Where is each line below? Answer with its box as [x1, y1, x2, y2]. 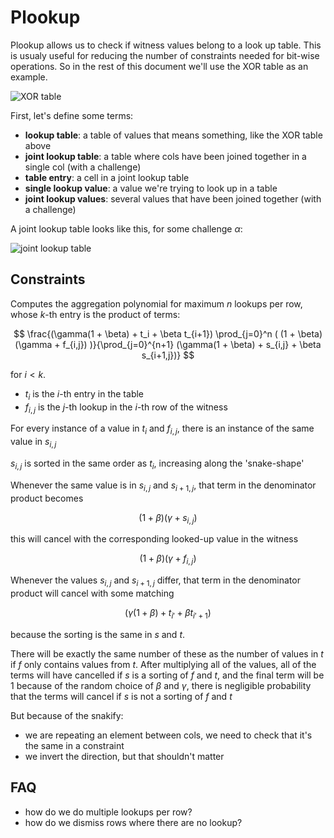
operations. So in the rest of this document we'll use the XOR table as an [10, 60, 309, 72]
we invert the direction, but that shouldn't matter [24, 750, 225, 762]
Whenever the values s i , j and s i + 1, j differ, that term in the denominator [10, 574, 301, 588]
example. [10, 71, 48, 83]
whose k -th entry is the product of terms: [10, 308, 181, 320]
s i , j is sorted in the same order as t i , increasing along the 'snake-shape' [10, 457, 305, 471]
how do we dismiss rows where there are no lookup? [24, 816, 243, 828]
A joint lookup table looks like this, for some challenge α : [10, 222, 243, 235]
